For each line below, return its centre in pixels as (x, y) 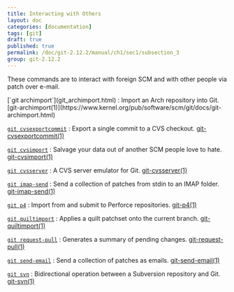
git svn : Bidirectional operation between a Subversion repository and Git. (114, 274)
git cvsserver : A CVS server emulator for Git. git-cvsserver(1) (97, 170)
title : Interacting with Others (54, 14)
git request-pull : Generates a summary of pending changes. (97, 239)
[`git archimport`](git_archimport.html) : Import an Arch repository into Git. (113, 100)
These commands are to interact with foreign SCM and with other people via (117, 79)
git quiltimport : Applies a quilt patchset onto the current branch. (103, 218)
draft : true (24, 40)
